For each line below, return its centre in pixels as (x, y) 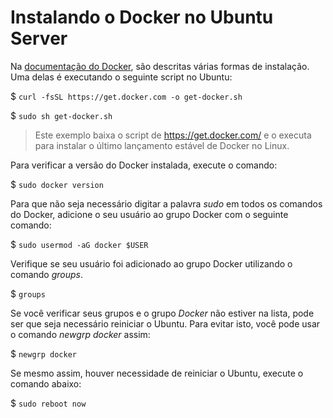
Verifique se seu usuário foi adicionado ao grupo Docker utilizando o (151, 263)
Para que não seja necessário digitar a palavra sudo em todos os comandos (166, 203)
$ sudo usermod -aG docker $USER (79, 244)
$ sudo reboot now (48, 403)
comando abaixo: (46, 383)
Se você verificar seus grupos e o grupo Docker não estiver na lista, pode (162, 313)
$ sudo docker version (57, 184)
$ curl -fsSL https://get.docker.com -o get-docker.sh (126, 96)
